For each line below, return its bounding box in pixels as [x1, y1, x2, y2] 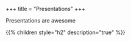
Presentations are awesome [5, 17, 76, 24]
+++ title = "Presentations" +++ [5, 5, 86, 12]
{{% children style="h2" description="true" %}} [5, 29, 126, 36]
